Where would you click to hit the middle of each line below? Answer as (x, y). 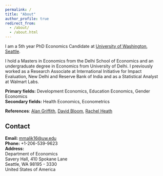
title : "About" (20, 14)
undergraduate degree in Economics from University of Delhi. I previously (79, 66)
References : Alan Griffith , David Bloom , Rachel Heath (59, 111)
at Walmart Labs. (22, 82)
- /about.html (24, 32)
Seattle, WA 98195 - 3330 (31, 164)
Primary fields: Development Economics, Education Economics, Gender (78, 91)
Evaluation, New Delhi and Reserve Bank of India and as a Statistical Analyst (81, 77)
